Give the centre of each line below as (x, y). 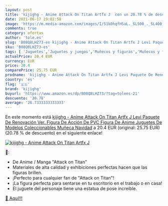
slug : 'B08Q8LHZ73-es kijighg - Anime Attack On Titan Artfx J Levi (78, 42)
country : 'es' (20, 79)
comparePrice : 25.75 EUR (31, 70)
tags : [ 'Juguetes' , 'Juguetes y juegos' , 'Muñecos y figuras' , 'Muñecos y (82, 51)
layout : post (19, 10)
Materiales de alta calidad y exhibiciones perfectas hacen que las (80, 167)
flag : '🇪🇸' (17, 84)
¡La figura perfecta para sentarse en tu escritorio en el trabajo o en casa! (87, 183)
